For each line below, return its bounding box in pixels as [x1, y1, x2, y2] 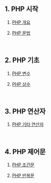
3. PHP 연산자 [4, 107, 46, 116]
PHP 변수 [11, 70, 30, 76]
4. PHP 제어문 [4, 147, 46, 156]
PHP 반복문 [11, 172, 34, 178]
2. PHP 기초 [4, 56, 40, 65]
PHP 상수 [11, 81, 30, 87]
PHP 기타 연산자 [11, 121, 44, 127]
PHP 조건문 [11, 162, 34, 168]
